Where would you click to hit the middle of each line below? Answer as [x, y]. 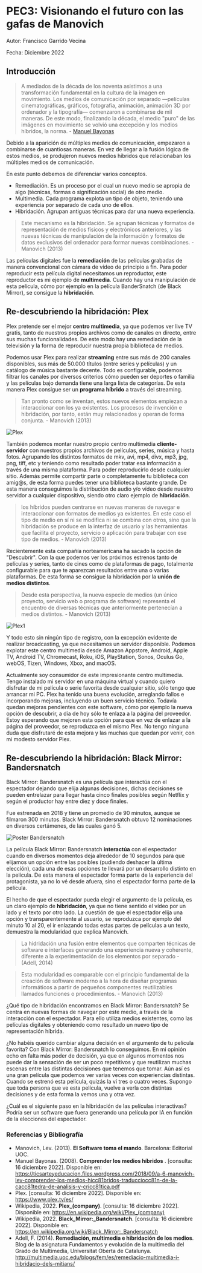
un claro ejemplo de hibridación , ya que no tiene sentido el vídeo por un [96, 906]
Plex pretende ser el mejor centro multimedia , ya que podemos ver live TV [99, 326]
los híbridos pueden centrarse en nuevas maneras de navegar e [100, 507]
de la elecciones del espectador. [47, 1119]
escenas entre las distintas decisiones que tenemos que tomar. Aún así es [98, 1068]
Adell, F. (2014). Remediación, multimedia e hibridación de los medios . [104, 1238]
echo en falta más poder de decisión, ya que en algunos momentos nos [95, 1056]
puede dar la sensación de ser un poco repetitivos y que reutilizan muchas [99, 1062]
